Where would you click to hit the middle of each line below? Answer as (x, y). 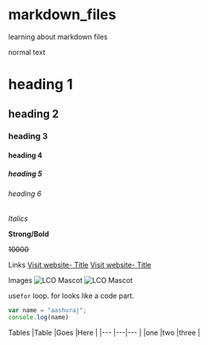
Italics (18, 218)
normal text (27, 52)
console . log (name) (39, 318)
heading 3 (28, 136)
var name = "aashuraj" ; (48, 310)
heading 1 (40, 84)
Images (21, 280)
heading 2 (34, 114)
